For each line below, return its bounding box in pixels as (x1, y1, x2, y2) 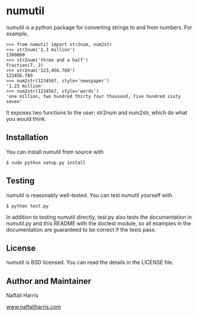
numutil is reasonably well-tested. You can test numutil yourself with (6, 191, 173, 199)
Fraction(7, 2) (6, 62, 44, 68)
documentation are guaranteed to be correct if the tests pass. (6, 226, 157, 233)
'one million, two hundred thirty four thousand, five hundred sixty (6, 93, 181, 99)
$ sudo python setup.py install (6, 159, 86, 165)
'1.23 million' (6, 83, 44, 89)
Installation (6, 132, 48, 143)
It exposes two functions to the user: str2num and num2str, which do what (6, 108, 187, 116)
